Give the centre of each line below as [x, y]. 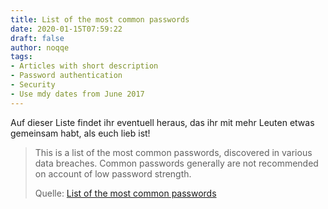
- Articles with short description [84, 66]
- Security [33, 85]
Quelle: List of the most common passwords [125, 193]
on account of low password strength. [113, 173]
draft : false [37, 38]
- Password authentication [66, 76]
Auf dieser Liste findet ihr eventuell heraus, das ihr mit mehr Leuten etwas [162, 122]
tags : [21, 57]
